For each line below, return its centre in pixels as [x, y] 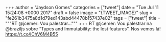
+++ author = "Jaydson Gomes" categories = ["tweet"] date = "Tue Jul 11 [82, 7]
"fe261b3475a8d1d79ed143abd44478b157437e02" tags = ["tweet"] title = [83, 18]
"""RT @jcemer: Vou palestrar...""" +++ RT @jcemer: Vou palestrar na [79, 23]
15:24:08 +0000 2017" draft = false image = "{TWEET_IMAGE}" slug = [79, 13]
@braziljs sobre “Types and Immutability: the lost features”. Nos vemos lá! [83, 29]
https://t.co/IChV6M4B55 [32, 34]
